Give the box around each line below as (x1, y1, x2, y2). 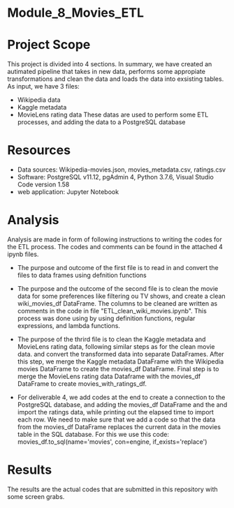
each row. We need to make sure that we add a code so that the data (17, 415, 216, 424)
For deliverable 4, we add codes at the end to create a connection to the (17, 393, 226, 401)
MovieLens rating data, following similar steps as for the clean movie (17, 343, 215, 350)
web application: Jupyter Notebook (17, 188, 119, 196)
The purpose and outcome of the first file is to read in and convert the (17, 264, 219, 271)
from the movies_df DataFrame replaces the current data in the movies (17, 423, 221, 431)
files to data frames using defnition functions (17, 271, 147, 279)
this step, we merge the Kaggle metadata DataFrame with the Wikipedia (17, 357, 224, 366)
